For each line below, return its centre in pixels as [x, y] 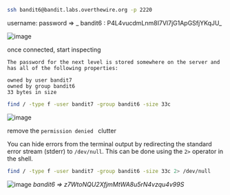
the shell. [20, 159]
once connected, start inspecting [54, 49]
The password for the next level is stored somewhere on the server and [114, 62]
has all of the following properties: [63, 68]
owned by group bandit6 [41, 86]
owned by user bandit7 [40, 80]
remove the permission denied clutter [62, 130]
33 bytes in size [32, 92]
